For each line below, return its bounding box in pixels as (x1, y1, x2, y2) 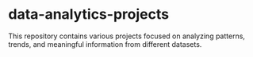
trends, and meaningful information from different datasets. (8, 39, 202, 48)
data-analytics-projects (8, 5, 169, 23)
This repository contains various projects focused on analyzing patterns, (8, 31, 246, 41)
